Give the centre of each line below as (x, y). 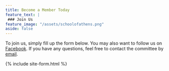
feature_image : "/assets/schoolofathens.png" (55, 24)
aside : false (19, 29)
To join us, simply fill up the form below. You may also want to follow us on (84, 43)
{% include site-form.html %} (36, 64)
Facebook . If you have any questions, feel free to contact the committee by (84, 49)
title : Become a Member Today (38, 10)
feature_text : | (23, 15)
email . (12, 54)
